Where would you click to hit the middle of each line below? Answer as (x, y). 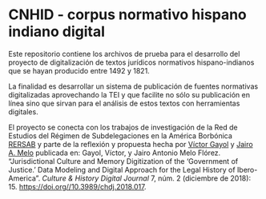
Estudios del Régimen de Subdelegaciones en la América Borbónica (120, 135)
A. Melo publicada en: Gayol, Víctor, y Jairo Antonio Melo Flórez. (115, 153)
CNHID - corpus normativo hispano (127, 15)
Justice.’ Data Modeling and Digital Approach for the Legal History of (122, 169)
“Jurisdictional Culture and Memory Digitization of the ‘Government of (123, 161)
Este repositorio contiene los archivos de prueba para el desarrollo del (124, 54)
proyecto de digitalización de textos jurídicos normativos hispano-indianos (131, 62)
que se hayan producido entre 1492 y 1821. (79, 70)
